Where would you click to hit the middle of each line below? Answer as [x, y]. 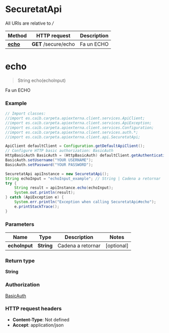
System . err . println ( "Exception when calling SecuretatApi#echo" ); [85, 202]
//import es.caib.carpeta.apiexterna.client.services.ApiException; [78, 123]
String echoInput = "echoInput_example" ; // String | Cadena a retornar [83, 179]
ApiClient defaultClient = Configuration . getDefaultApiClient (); [75, 146]
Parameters [20, 224]
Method [17, 35]
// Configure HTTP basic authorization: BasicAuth [59, 151]
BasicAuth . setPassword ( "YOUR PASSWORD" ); [49, 164]
